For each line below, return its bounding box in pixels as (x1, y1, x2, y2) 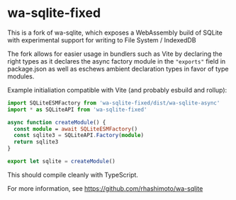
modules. (7, 72, 35, 81)
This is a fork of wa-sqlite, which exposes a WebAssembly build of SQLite (7, 28, 223, 37)
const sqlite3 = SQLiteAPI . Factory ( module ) (13, 132, 144, 139)
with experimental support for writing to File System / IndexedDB (7, 35, 196, 44)
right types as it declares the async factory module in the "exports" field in (7, 57, 226, 65)
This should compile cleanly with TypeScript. (7, 170, 138, 179)
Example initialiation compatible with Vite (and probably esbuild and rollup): (7, 86, 227, 94)
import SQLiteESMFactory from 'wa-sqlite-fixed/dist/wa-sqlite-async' (7, 99, 220, 107)
